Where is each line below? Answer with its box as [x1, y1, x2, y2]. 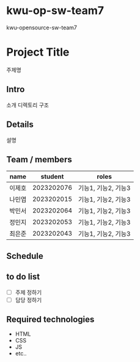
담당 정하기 [15, 296, 42, 303]
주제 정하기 [15, 288, 42, 296]
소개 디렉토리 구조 [6, 101, 49, 109]
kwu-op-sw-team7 [6, 4, 105, 18]
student [40, 172, 64, 181]
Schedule [6, 251, 44, 261]
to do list [6, 272, 40, 282]
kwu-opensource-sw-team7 [6, 24, 78, 31]
